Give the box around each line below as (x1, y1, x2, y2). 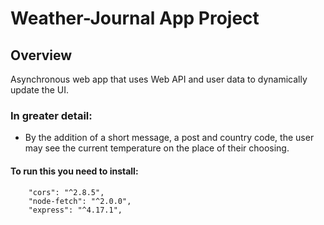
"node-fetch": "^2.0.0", (28, 196, 132, 206)
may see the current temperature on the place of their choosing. (24, 142, 290, 154)
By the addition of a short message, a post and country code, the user (24, 132, 315, 144)
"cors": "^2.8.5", (28, 187, 105, 197)
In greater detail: (10, 108, 93, 122)
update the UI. (10, 84, 69, 96)
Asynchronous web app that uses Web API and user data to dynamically (10, 73, 308, 85)
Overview (10, 47, 73, 64)
